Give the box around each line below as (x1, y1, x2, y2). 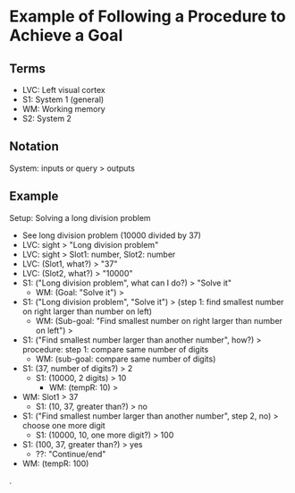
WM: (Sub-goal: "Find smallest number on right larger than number (35, 315, 283, 326)
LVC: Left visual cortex (21, 85, 105, 95)
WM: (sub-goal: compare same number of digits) (35, 353, 216, 364)
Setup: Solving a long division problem (9, 212, 151, 223)
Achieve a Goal (9, 25, 123, 46)
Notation (9, 139, 60, 154)
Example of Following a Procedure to (9, 6, 286, 27)
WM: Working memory (21, 104, 105, 114)
